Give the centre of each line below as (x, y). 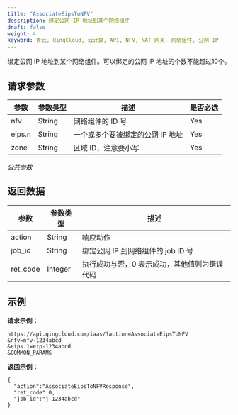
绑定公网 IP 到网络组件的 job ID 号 (137, 250)
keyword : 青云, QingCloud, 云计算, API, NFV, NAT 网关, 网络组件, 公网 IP (113, 40)
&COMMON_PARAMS (30, 353)
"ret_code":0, (34, 392)
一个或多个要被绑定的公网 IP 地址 (128, 134)
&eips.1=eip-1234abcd (39, 346)
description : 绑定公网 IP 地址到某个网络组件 (69, 21)
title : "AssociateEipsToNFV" (50, 14)
